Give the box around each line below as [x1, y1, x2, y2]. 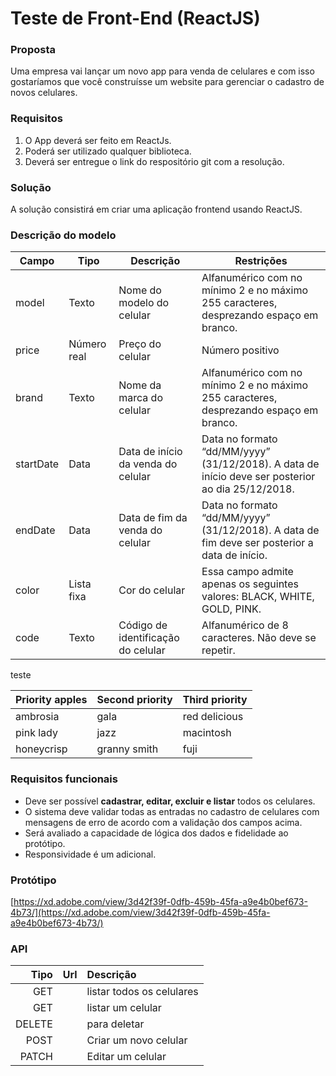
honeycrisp [15, 742, 68, 756]
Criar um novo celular [86, 1033, 188, 1047]
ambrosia [15, 710, 60, 724]
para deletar [86, 1017, 145, 1031]
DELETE [15, 1017, 53, 1031]
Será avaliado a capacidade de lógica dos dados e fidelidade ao [24, 827, 289, 839]
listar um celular [86, 1001, 162, 1015]
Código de [118, 618, 168, 632]
